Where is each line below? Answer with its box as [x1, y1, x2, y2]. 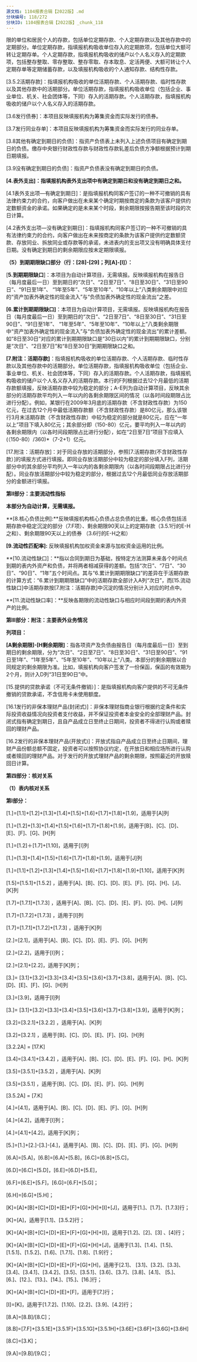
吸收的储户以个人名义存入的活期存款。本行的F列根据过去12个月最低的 [11, 377, 179, 384]
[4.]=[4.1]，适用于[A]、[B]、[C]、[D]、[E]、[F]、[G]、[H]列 [6, 1104, 148, 1111]
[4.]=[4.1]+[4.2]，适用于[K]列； [6, 1129, 81, 1136]
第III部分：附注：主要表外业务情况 [6, 616, 88, 623]
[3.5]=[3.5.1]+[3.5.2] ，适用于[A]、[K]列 [6, 1068, 101, 1075]
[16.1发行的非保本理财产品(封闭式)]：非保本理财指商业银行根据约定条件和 [6, 703, 181, 710]
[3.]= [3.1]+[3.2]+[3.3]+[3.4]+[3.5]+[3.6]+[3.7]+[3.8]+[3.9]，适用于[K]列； [6, 1007, 186, 1014]
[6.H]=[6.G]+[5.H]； [6, 1192, 55, 1199]
